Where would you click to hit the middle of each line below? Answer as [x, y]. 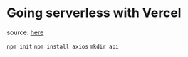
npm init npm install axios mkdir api [63, 46]
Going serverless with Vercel [94, 13]
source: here [25, 32]
